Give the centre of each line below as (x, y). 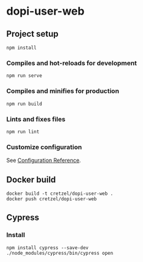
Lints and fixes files (36, 119)
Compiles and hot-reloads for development (72, 63)
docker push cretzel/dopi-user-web (52, 199)
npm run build (24, 104)
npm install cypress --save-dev (47, 248)
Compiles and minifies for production (63, 91)
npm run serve (24, 76)
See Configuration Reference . (44, 161)
